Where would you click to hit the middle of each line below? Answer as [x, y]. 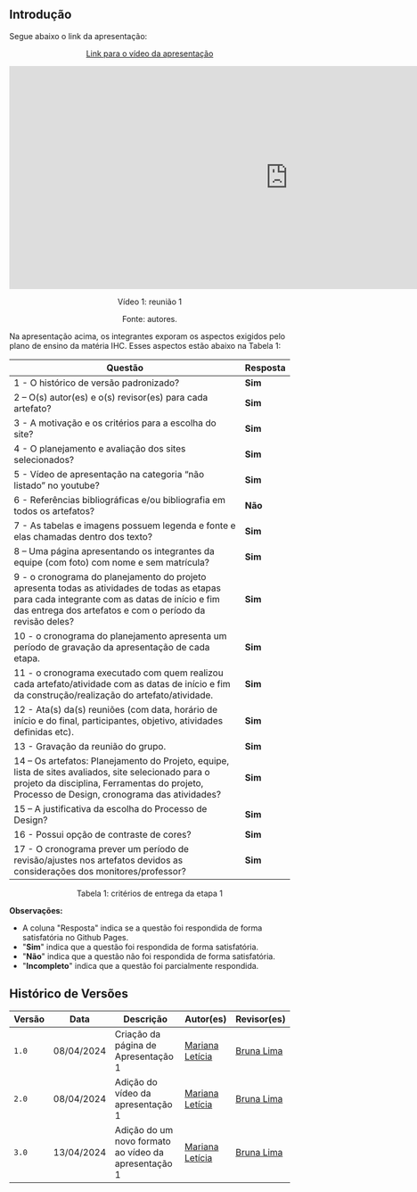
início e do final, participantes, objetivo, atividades [119, 720]
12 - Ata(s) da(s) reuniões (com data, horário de [116, 709]
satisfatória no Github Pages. [75, 937]
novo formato [143, 1141]
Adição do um [144, 1130]
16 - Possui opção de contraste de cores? [102, 834]
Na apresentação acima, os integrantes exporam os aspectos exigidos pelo [147, 336]
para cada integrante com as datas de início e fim [117, 599]
